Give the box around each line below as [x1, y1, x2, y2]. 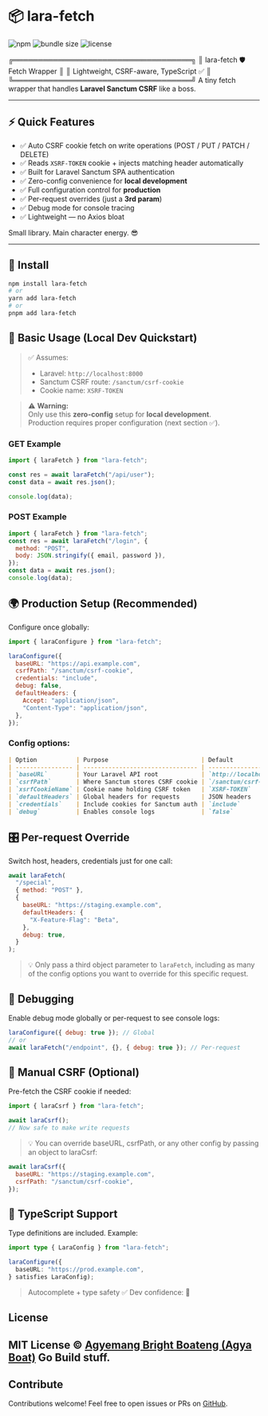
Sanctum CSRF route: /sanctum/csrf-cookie [39, 377, 184, 386]
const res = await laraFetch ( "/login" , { [8, 537, 148, 545]
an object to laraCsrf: [27, 1147, 98, 1158]
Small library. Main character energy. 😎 [8, 227, 139, 237]
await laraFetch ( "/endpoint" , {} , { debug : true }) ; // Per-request [8, 1043, 241, 1051]
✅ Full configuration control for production [19, 185, 161, 195]
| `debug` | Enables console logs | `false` [8, 807, 234, 815]
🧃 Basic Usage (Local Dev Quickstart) [8, 331, 198, 345]
